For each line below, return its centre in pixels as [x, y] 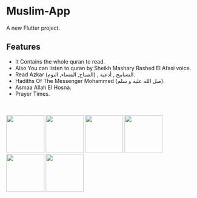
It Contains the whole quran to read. [60, 61]
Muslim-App [38, 11]
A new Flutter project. [33, 28]
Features [23, 47]
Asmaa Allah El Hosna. [43, 87]
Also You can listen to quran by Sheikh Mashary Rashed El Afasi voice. [103, 68]
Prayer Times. [32, 94]
